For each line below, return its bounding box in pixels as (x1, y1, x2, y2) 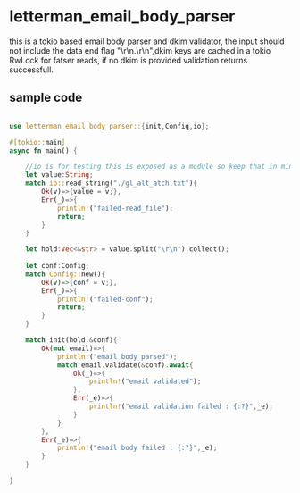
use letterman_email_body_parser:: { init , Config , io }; (9, 121, 210, 130)
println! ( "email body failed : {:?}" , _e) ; (56, 444, 218, 453)
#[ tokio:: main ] (9, 138, 66, 146)
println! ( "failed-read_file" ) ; (56, 204, 174, 213)
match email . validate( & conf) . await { (56, 360, 194, 370)
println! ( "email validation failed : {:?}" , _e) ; (88, 402, 274, 411)
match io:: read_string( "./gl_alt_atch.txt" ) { (25, 179, 198, 188)
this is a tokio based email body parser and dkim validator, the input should (9, 36, 285, 46)
